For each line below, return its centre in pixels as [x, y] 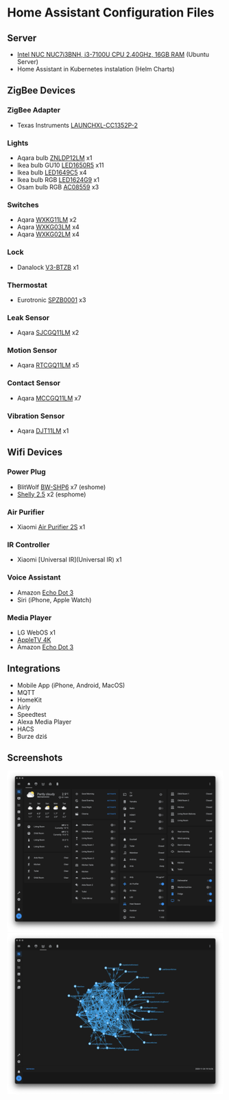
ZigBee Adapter [34, 110]
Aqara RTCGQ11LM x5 [48, 365]
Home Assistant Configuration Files [111, 13]
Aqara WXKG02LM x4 [48, 234]
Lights [18, 143]
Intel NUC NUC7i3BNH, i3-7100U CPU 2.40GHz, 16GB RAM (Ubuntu [113, 54]
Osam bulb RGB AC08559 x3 [58, 187]
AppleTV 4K [34, 639]
